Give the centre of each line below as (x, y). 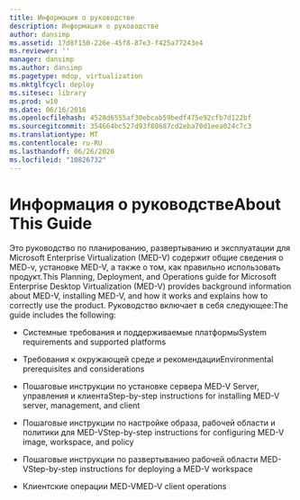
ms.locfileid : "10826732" (58, 160)
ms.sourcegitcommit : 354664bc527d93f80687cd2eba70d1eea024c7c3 (131, 127)
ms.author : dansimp (46, 68)
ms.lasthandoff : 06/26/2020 (62, 151)
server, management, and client (81, 406)
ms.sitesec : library (48, 93)
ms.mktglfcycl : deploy (52, 85)
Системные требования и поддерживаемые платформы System (145, 333)
